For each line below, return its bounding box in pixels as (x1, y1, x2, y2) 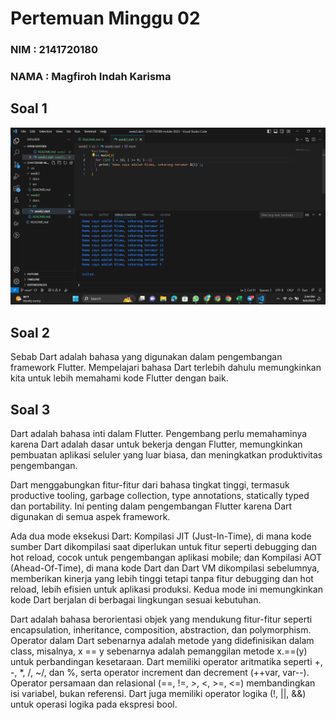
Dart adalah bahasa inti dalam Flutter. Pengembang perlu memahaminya (10, 427, 308, 439)
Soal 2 (10, 324, 50, 341)
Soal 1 (10, 100, 48, 117)
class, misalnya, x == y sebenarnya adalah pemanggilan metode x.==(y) (10, 645, 308, 657)
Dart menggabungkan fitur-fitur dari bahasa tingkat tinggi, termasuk (10, 478, 290, 491)
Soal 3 (10, 401, 51, 418)
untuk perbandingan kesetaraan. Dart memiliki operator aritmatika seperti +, (10, 655, 323, 667)
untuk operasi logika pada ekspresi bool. (10, 698, 178, 710)
